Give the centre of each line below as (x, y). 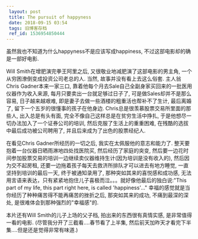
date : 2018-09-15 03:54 (38, 23)
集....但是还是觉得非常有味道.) (42, 230)
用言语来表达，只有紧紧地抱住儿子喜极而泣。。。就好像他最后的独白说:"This (96, 180)
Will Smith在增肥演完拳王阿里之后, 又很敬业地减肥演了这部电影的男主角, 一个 (99, 71)
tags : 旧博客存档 (28, 28)
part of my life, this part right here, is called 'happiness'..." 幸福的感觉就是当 (98, 188)
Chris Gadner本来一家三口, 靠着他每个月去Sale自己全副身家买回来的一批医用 (99, 86)
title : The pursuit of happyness (50, 17)
